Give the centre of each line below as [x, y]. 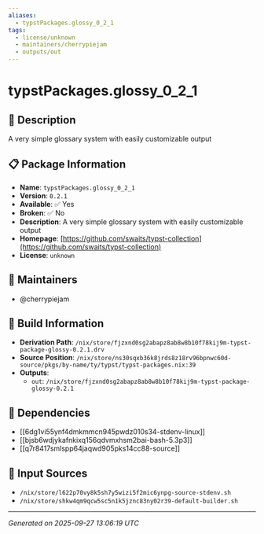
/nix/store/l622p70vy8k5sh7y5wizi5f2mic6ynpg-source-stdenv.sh [125, 493]
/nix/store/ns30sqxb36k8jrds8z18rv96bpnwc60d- [154, 359]
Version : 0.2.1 [44, 195]
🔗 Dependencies [49, 412]
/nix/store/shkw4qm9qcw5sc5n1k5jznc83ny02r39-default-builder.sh [128, 501]
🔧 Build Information [56, 324]
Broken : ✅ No [42, 212]
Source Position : [47, 358]
